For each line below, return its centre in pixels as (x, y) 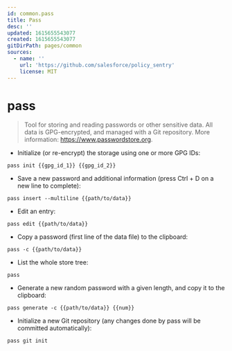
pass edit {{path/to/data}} (48, 224)
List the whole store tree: (53, 262)
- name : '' (29, 59)
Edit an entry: (36, 211)
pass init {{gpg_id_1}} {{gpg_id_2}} (62, 166)
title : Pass (24, 20)
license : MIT (38, 71)
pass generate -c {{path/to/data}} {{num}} (71, 308)
